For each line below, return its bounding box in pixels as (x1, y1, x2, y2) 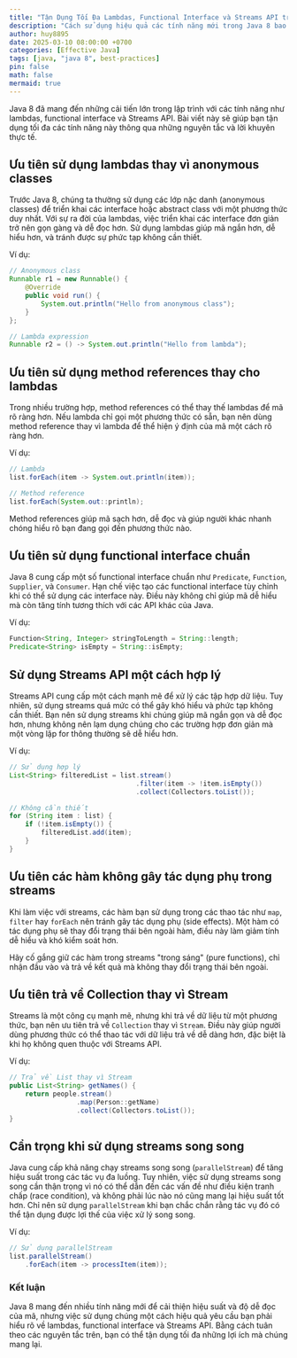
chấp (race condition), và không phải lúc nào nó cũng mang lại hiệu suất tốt (9, 1190, 285, 1201)
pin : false (9, 63, 49, 72)
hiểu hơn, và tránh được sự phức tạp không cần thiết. (9, 232, 202, 243)
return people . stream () (25, 1089, 113, 1099)
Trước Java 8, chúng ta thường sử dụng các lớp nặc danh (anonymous (9, 194, 265, 205)
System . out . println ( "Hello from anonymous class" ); (41, 299, 236, 308)
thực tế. (9, 131, 38, 142)
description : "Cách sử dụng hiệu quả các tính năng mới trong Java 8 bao (9, 21, 287, 30)
